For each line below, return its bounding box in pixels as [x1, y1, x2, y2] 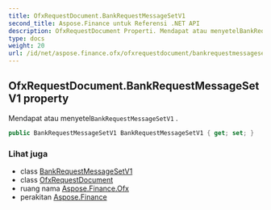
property [23, 92, 69, 106]
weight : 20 [8, 42, 45, 50]
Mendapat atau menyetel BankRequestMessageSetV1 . [8, 113, 179, 123]
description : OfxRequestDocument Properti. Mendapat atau [8, 27, 207, 35]
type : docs [8, 34, 45, 43]
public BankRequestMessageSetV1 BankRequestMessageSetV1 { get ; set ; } [8, 128, 254, 137]
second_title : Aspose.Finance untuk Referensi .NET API [8, 19, 200, 27]
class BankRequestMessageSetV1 [19, 166, 133, 176]
